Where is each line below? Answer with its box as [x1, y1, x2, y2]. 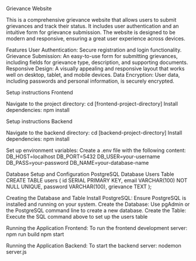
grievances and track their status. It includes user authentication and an [6, 23, 180, 29]
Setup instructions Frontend [6, 89, 73, 96]
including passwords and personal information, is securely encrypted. [6, 77, 174, 84]
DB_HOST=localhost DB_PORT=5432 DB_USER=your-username [6, 153, 160, 160]
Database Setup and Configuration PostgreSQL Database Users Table [6, 171, 174, 178]
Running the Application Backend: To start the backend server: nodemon [6, 242, 181, 249]
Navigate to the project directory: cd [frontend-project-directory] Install [6, 100, 178, 107]
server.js [6, 249, 27, 255]
